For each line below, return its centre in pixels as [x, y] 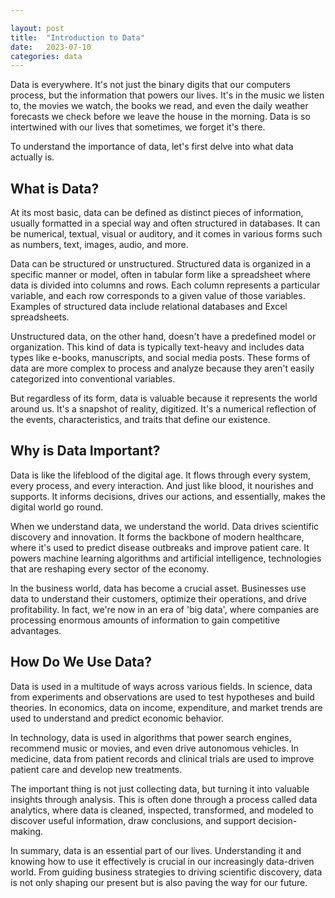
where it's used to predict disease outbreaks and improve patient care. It [160, 547]
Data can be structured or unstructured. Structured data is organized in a [161, 264]
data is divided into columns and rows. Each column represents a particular [165, 285]
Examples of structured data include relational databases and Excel [149, 307]
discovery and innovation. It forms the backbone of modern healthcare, [157, 537]
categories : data [46, 56]
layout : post [37, 28]
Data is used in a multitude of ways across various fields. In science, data [161, 686]
